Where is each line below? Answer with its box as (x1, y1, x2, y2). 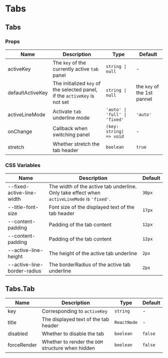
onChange (7, 128, 32, 135)
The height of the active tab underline (48, 250, 137, 257)
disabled (7, 330, 28, 337)
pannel (135, 95, 152, 102)
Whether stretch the (52, 140, 100, 147)
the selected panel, (52, 86, 97, 93)
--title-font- (7, 203, 39, 210)
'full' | (105, 111, 126, 117)
